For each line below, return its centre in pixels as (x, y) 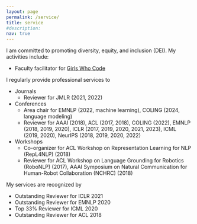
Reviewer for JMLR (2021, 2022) (63, 98)
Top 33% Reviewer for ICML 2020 (56, 209)
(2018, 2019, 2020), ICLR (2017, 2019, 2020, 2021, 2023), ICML (100, 129)
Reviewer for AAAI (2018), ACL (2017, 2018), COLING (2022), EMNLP (107, 123)
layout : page (22, 12)
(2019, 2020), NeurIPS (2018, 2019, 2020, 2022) (82, 135)
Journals (25, 91)
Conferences (30, 104)
